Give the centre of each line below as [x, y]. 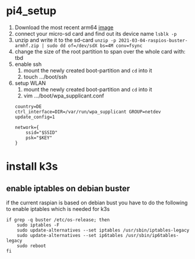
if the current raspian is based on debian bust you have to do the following [97, 203]
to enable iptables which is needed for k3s [58, 209]
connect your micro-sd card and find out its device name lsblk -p [95, 33]
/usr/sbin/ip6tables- [152, 235]
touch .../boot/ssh [45, 77]
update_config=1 [35, 117]
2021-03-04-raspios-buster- [153, 40]
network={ [27, 127]
